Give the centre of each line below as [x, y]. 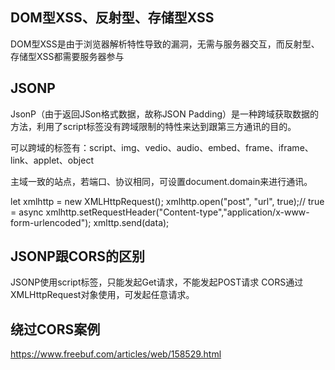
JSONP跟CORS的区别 [78, 256]
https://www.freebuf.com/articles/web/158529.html [116, 354]
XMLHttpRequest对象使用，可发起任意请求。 [102, 295]
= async [27, 212]
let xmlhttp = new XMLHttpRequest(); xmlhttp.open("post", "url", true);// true [167, 201]
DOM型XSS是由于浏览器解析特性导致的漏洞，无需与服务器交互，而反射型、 [165, 44]
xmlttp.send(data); [131, 222]
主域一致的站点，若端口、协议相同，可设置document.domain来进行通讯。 [161, 181]
